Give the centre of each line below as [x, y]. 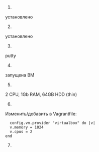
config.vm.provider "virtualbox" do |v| [53, 123]
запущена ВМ [20, 75]
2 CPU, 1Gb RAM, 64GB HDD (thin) [41, 94]
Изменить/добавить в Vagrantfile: [41, 114]
